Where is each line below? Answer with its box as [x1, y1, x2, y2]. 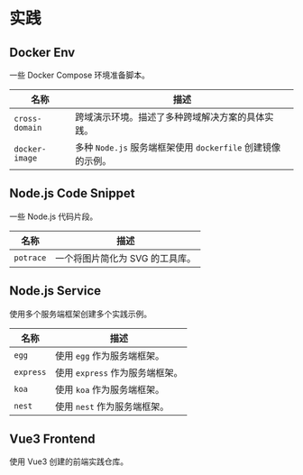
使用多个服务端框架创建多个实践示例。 [9, 308, 151, 319]
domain [14, 123, 42, 132]
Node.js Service [9, 283, 102, 298]
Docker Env [9, 44, 76, 59]
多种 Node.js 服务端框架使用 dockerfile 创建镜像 [75, 142, 281, 153]
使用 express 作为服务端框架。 [55, 366, 183, 379]
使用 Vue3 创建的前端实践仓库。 [9, 456, 129, 467]
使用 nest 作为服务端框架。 [55, 400, 170, 413]
